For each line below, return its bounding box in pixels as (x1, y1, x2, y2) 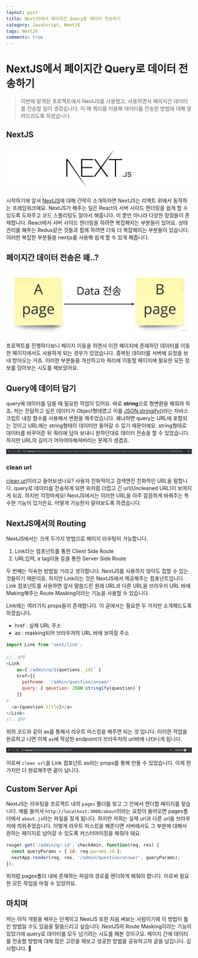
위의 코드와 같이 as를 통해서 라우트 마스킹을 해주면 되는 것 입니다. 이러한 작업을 (6, 728, 187, 735)
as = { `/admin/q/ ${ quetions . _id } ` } (16, 666, 101, 673)
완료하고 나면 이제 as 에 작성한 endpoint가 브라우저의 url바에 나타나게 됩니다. (6, 735, 182, 742)
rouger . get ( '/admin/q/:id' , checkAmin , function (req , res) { (6, 843, 160, 848)
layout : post (6, 9, 38, 15)
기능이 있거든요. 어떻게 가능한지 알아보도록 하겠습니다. (16, 500, 141, 507)
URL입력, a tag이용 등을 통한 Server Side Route (14, 555, 127, 562)
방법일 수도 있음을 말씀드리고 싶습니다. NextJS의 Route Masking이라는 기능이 (12, 923, 192, 930)
